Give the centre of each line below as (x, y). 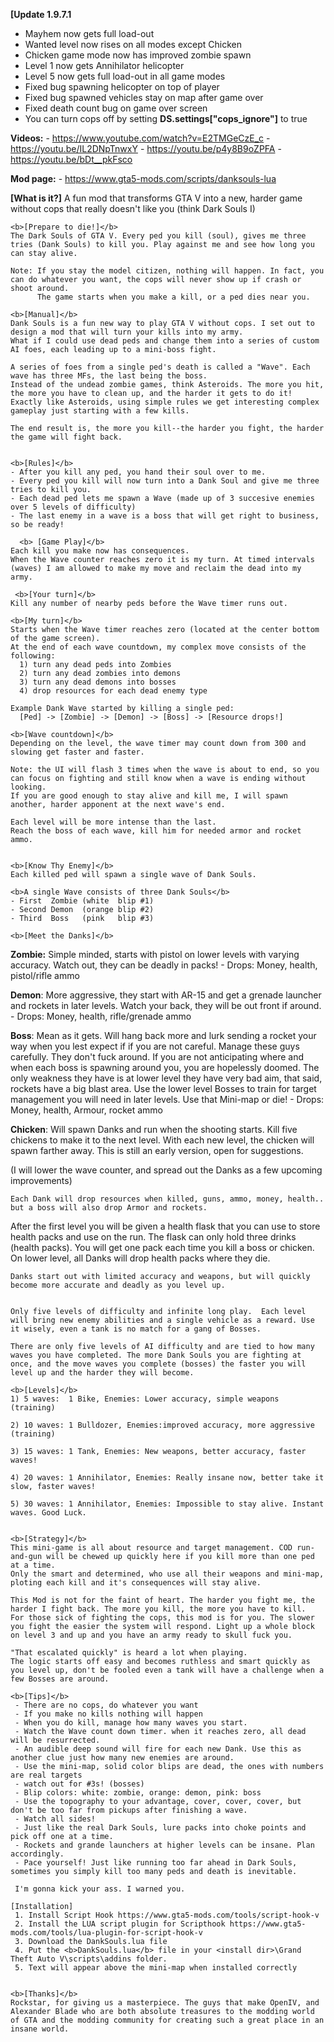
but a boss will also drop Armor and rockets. (109, 1208)
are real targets (46, 1775)
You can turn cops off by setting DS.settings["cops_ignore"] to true (166, 118)
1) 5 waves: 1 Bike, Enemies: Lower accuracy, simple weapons (145, 1399)
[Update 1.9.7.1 (41, 14)
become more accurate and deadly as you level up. (118, 1285)
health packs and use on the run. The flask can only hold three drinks (153, 1237)
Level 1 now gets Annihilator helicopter (104, 65)
